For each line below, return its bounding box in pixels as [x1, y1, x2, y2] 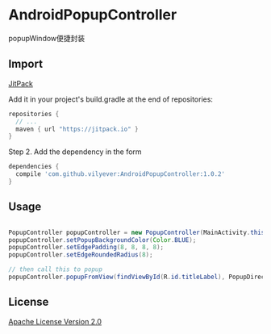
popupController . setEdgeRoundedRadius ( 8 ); [8, 251, 153, 259]
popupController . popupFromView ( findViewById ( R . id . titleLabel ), [8, 273, 226, 282]
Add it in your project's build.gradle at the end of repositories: [8, 94, 214, 104]
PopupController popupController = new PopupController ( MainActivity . [8, 228, 251, 236]
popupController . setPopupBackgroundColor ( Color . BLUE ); [8, 236, 197, 244]
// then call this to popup [8, 265, 103, 273]
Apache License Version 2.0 [8, 316, 102, 326]
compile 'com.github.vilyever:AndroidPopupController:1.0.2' [15, 170, 226, 178]
